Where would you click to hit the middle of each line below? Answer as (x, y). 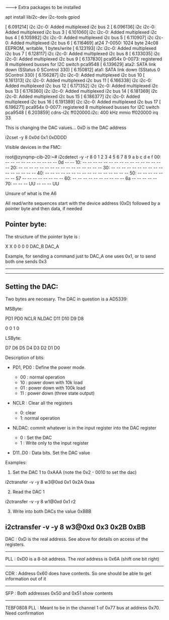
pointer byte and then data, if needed (44, 208)
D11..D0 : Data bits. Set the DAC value (51, 453)
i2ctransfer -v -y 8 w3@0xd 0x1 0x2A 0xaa (50, 482)
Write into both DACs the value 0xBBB (52, 511)
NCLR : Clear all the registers (43, 403)
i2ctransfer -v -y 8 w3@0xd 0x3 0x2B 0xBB (75, 527)
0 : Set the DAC (36, 438)
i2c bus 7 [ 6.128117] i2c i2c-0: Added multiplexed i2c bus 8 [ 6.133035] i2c (83, 53)
